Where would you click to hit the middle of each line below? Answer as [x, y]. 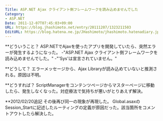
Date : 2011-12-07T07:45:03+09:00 [39, 23]
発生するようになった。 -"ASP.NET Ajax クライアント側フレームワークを [86, 52]
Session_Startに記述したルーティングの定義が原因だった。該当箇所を [74, 107]
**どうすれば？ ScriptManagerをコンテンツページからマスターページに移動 [80, 85]
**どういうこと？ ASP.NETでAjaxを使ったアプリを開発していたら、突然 [76, 46]
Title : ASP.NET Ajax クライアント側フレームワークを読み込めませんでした [72, 9]
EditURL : [14, 32]
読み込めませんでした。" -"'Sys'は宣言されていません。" [61, 58]
